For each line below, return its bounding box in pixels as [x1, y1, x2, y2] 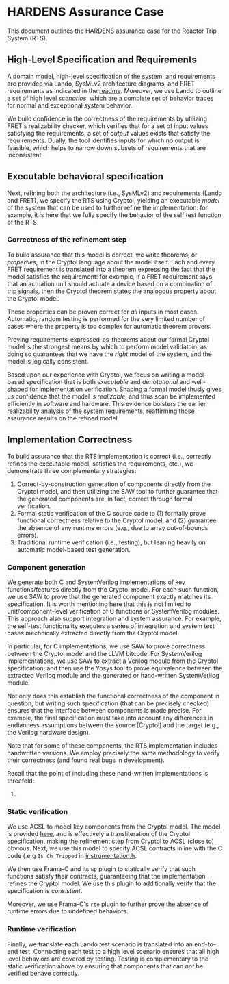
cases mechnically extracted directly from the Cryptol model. [7, 629, 180, 637]
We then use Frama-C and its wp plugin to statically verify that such [7, 865, 196, 873]
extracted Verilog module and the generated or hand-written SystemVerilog [7, 671, 220, 679]
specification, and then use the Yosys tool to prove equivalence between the [7, 664, 223, 672]
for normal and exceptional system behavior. [7, 101, 133, 110]
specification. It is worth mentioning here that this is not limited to [7, 600, 191, 608]
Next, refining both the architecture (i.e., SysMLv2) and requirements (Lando [7, 189, 222, 197]
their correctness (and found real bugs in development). [7, 756, 165, 764]
